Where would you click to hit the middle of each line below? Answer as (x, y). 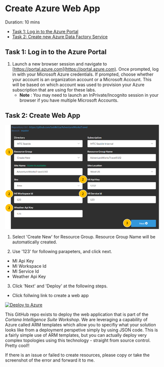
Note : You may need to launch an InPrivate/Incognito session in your (89, 95)
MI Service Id (25, 271)
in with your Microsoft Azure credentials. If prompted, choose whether (83, 74)
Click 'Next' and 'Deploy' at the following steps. (60, 286)
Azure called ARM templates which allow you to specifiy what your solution (81, 324)
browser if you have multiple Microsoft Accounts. (69, 100)
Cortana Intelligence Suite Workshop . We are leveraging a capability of (76, 319)
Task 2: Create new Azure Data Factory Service (60, 37)
